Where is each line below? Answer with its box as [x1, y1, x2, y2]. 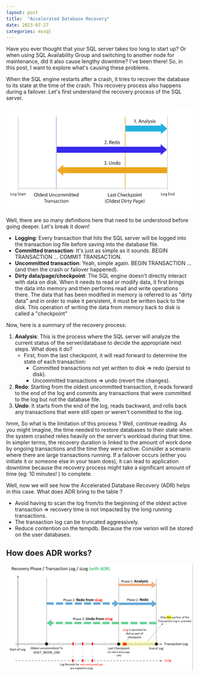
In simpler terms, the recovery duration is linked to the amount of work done [6, 438, 192, 446]
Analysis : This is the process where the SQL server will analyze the [14, 332, 180, 340]
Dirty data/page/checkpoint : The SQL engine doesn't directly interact [14, 272, 187, 279]
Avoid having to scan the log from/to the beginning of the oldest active [14, 499, 187, 507]
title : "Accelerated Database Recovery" [6, 15, 110, 22]
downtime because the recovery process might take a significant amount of [6, 464, 191, 471]
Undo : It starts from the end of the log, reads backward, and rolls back [14, 402, 187, 409]
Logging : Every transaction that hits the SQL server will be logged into [14, 234, 187, 241]
